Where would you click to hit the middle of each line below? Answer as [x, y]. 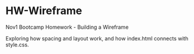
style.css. [17, 45]
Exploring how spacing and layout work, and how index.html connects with [97, 38]
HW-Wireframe [44, 11]
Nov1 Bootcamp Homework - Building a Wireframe [67, 27]
